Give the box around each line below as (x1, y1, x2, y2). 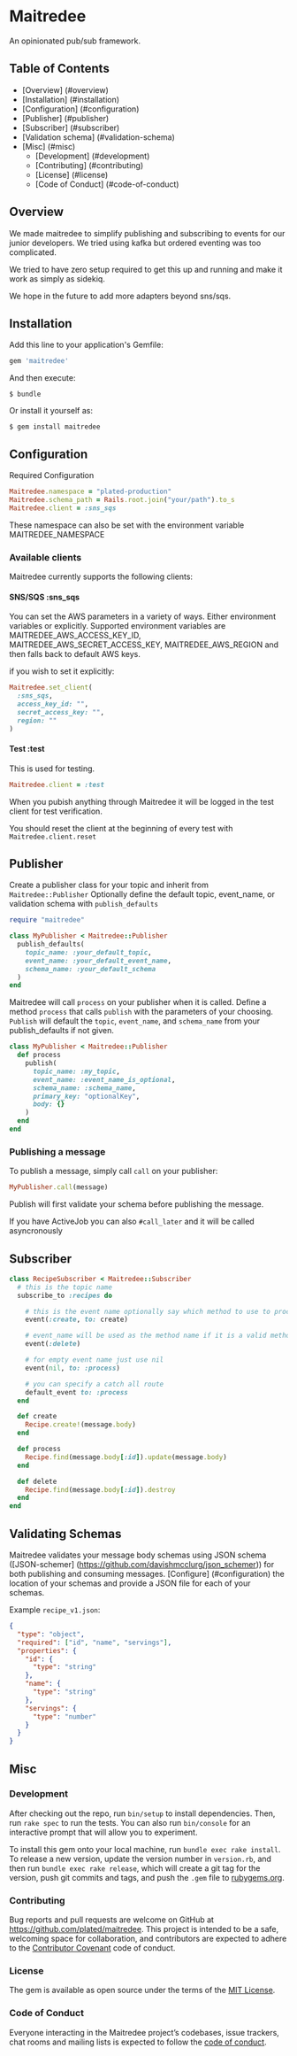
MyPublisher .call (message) (9, 1183, 109, 1192)
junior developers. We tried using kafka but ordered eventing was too (9, 237, 262, 248)
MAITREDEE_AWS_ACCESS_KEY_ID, (9, 630, 141, 641)
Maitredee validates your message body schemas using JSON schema (9, 1550, 267, 1560)
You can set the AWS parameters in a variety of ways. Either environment (9, 611, 277, 622)
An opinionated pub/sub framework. (9, 35, 141, 46)
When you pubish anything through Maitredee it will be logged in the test (9, 796, 274, 807)
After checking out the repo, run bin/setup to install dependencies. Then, (9, 1808, 276, 1819)
